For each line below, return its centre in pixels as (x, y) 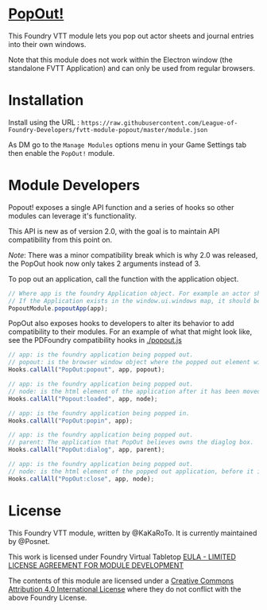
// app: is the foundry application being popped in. (99, 413)
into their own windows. (47, 44)
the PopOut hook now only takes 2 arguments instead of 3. (104, 263)
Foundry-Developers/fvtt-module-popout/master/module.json (108, 130)
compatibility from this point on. (60, 239)
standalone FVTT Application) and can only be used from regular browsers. (132, 68)
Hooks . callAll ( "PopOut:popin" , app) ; (71, 421)
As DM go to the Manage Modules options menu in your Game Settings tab (128, 145)
